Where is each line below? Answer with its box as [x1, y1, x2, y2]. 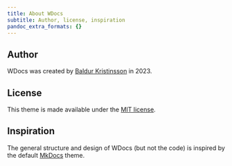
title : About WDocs [7, 10, 64, 17]
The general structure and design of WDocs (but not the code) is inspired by [7, 143, 225, 152]
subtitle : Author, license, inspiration [7, 17, 126, 24]
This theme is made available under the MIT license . [7, 105, 156, 113]
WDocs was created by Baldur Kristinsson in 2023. [7, 67, 152, 75]
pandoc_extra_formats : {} [7, 23, 82, 30]
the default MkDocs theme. [7, 151, 85, 159]
